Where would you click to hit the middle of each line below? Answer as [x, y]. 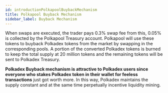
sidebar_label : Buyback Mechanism [41, 19]
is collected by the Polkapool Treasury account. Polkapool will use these [79, 38]
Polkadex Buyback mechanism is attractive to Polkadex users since [77, 69]
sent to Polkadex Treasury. [33, 60]
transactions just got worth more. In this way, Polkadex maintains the [77, 80]
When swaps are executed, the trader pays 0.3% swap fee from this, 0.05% [83, 33]
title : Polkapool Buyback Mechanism [43, 14]
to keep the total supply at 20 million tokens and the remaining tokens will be [84, 54]
